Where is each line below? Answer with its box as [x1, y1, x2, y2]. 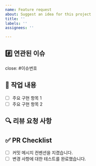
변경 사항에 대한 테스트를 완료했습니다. [12, 156, 86, 162]
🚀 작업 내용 [5, 81, 37, 89]
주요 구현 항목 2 [12, 101, 43, 107]
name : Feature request [5, 7, 52, 12]
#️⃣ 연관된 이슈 [5, 49, 45, 57]
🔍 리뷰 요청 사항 [5, 117, 52, 125]
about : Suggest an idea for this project [5, 12, 92, 17]
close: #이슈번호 [5, 65, 37, 71]
